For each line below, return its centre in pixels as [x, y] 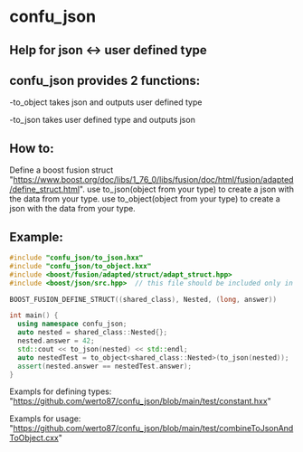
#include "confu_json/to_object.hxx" [80, 266]
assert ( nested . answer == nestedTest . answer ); [105, 366]
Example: [36, 237]
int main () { [34, 315]
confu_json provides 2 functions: [105, 80]
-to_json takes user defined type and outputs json [103, 120]
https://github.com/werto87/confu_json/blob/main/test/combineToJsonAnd [153, 428]
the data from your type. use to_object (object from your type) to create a [145, 199]
